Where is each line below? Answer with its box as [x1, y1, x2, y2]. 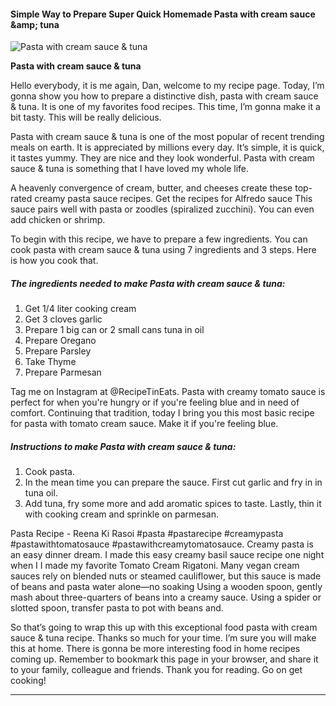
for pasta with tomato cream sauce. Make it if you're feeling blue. [10, 418, 279, 430]
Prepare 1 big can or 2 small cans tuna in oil [24, 324, 205, 336]
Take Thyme [24, 356, 77, 368]
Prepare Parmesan [24, 366, 102, 379]
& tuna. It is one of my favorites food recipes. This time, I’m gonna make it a [10, 101, 321, 113]
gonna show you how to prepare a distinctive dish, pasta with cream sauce [10, 90, 319, 102]
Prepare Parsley [24, 345, 92, 357]
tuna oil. [24, 487, 58, 499]
